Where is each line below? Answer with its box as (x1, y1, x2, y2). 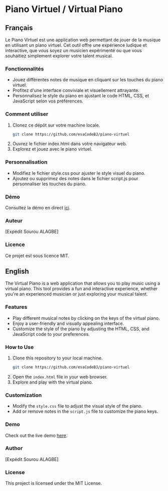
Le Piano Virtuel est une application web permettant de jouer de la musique (5, 37, 161, 43)
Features (5, 304, 28, 311)
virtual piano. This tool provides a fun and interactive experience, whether (5, 286, 158, 292)
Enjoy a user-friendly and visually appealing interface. (12, 320, 124, 326)
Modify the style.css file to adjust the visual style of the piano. (12, 403, 143, 409)
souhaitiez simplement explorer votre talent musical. (5, 53, 113, 59)
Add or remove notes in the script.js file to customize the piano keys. (12, 408, 158, 415)
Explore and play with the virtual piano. (12, 379, 93, 385)
